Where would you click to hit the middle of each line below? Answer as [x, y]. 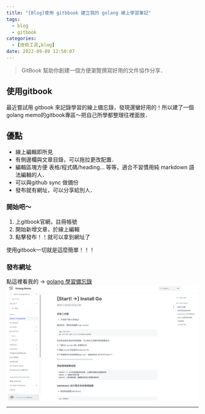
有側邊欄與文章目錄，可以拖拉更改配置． [66, 159]
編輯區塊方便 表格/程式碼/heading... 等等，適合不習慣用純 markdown [101, 167]
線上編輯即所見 [34, 152]
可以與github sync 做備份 [47, 182]
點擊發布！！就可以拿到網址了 [52, 237]
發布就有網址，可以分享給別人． [55, 190]
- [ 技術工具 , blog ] [33, 45]
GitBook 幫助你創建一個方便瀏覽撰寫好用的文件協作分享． [93, 70]
